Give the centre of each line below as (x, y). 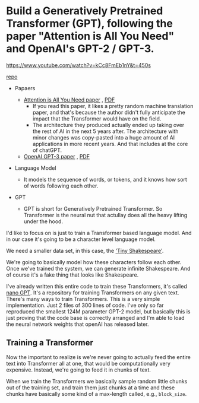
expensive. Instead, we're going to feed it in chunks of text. (79, 370)
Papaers (25, 88)
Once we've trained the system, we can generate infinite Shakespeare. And (98, 268)
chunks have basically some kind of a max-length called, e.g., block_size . (97, 394)
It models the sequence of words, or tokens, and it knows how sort (105, 179)
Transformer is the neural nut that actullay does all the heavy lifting (105, 215)
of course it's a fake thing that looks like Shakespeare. (72, 275)
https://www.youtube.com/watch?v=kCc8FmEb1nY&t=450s (79, 65)
